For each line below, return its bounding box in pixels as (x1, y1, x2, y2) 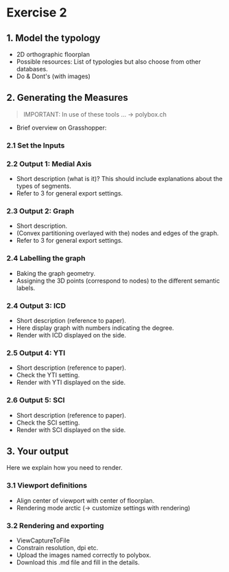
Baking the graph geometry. (16, 269, 96, 277)
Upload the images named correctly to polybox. (16, 551, 152, 559)
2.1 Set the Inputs (6, 141, 65, 150)
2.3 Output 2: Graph (6, 206, 75, 215)
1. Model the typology (6, 32, 101, 44)
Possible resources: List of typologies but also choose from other (16, 58, 202, 66)
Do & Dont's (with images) (16, 72, 91, 80)
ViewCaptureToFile (16, 536, 70, 545)
